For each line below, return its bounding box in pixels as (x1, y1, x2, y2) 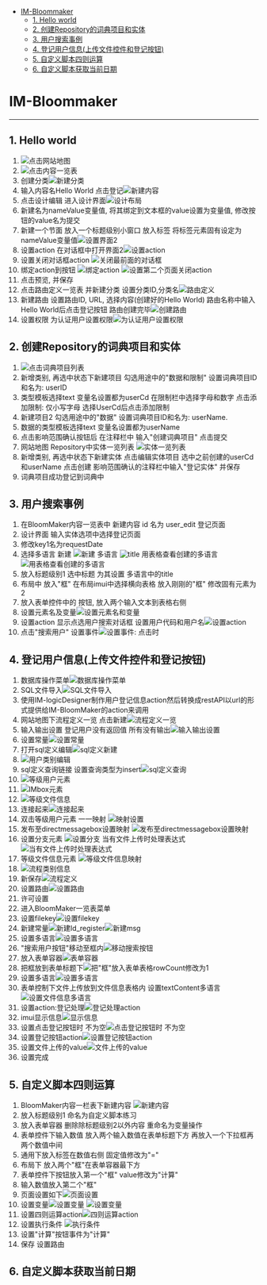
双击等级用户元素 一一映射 (20, 814, 106, 824)
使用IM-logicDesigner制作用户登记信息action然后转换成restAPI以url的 (20, 695, 248, 705)
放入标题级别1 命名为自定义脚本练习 (20, 1110, 137, 1120)
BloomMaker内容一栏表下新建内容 (20, 1101, 132, 1110)
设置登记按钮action (20, 1033, 83, 1042)
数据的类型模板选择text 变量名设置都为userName (20, 422, 181, 432)
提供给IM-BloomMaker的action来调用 (27, 706, 150, 715)
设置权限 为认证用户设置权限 (20, 314, 113, 324)
